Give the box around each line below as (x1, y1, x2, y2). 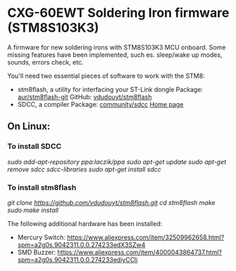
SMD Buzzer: (17, 248, 56, 256)
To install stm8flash (7, 183, 77, 192)
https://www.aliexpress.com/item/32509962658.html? (66, 233, 225, 242)
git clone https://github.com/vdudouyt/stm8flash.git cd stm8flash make (7, 198, 216, 206)
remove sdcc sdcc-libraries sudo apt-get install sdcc (7, 165, 162, 173)
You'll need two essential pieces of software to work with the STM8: (7, 72, 206, 80)
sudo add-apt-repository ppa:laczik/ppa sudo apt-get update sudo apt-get (7, 157, 227, 166)
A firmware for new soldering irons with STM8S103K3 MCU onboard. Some (7, 43, 226, 51)
